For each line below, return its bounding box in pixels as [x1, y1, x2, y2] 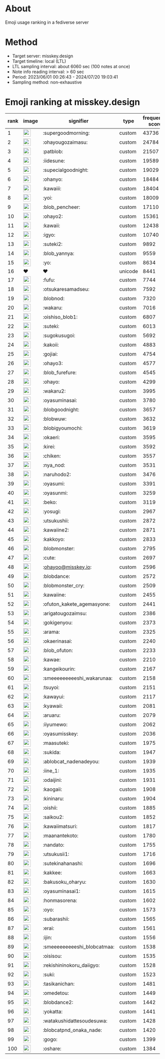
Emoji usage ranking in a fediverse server [5, 19, 89, 25]
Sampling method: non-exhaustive [12, 79, 82, 85]
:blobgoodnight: [42, 406, 80, 413]
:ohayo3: [42, 360, 63, 367]
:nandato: [42, 841, 65, 848]
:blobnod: [42, 295, 65, 302]
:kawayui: [42, 693, 65, 700]
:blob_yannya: [42, 250, 75, 257]
